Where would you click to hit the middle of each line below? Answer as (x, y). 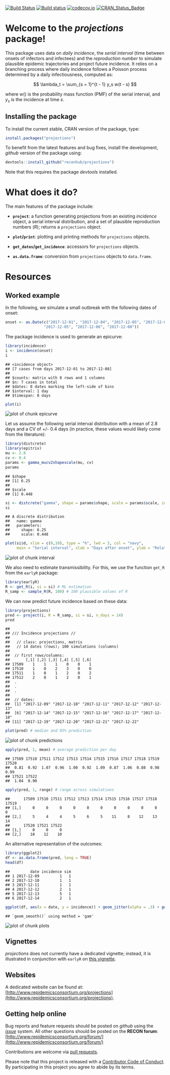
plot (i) (13, 404)
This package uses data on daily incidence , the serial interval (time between (85, 53)
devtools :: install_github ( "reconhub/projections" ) (60, 162)
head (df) (14, 863)
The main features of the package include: (49, 206)
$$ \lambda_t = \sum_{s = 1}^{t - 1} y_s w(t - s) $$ (85, 84)
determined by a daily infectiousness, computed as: (59, 74)
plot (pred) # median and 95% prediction (49, 731)
